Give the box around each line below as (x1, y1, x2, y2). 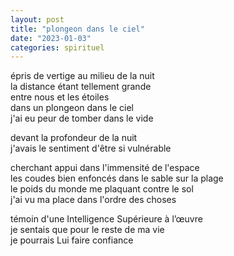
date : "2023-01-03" (10, 33, 92, 43)
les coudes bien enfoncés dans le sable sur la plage (10, 172, 224, 185)
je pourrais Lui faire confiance (10, 234, 134, 246)
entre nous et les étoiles (10, 91, 110, 103)
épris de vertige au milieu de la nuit (10, 70, 155, 82)
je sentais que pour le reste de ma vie (10, 224, 165, 236)
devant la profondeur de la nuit (10, 132, 138, 144)
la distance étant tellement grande (10, 81, 152, 93)
